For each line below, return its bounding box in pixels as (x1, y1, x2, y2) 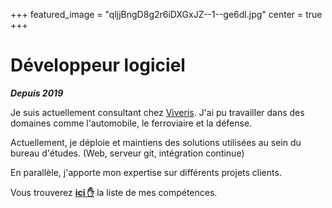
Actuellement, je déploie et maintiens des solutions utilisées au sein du (10, 136, 302, 148)
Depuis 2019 (10, 87, 64, 99)
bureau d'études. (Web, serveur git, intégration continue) (10, 147, 245, 159)
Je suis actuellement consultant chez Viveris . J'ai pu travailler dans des (10, 106, 305, 118)
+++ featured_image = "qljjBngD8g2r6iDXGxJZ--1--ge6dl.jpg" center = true (10, 9, 323, 20)
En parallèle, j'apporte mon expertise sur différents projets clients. (10, 166, 282, 178)
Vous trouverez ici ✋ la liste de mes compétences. (10, 186, 218, 198)
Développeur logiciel (10, 54, 186, 77)
